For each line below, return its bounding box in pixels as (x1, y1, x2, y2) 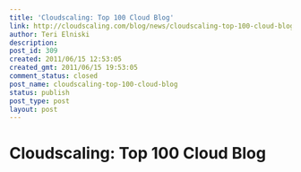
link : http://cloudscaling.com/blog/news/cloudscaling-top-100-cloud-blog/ (9, 21, 298, 30)
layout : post (9, 105, 58, 114)
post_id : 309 (9, 47, 58, 56)
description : (9, 38, 58, 47)
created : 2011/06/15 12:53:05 (9, 55, 123, 64)
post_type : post (9, 96, 70, 106)
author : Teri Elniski (9, 30, 90, 39)
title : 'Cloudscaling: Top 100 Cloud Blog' (9, 13, 175, 22)
